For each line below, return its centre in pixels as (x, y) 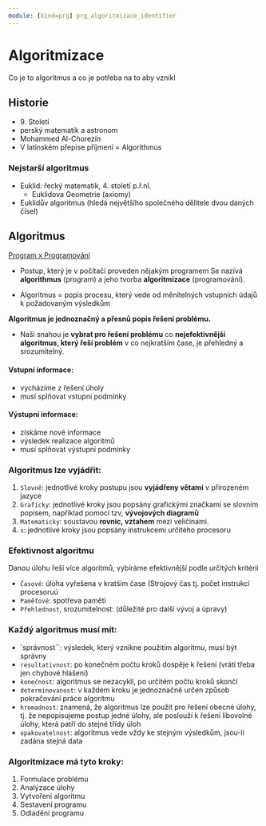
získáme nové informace (60, 432)
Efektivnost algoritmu (51, 551)
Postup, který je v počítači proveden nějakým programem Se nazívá (131, 271)
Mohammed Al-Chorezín (60, 139)
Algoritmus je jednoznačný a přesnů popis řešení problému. (110, 319)
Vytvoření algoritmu (52, 796)
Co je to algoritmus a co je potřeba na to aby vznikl (92, 78)
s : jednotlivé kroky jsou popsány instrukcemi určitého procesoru (125, 530)
